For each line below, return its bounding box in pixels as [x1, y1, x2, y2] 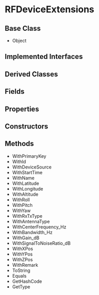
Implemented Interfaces [5, 52, 83, 61]
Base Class [5, 24, 41, 33]
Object [12, 37, 27, 44]
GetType [12, 283, 31, 290]
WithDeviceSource [12, 164, 52, 170]
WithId [12, 158, 27, 164]
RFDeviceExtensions [5, 4, 95, 15]
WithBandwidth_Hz [12, 229, 53, 235]
